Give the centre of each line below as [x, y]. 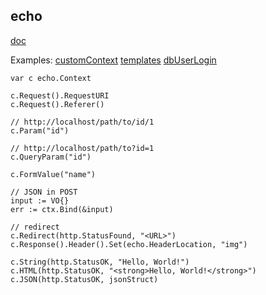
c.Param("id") [40, 130]
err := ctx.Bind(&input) [62, 209]
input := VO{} [40, 200]
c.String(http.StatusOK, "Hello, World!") [100, 262]
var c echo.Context [51, 78]
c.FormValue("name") [53, 174]
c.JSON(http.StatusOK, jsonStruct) [84, 279]
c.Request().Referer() [57, 104]
